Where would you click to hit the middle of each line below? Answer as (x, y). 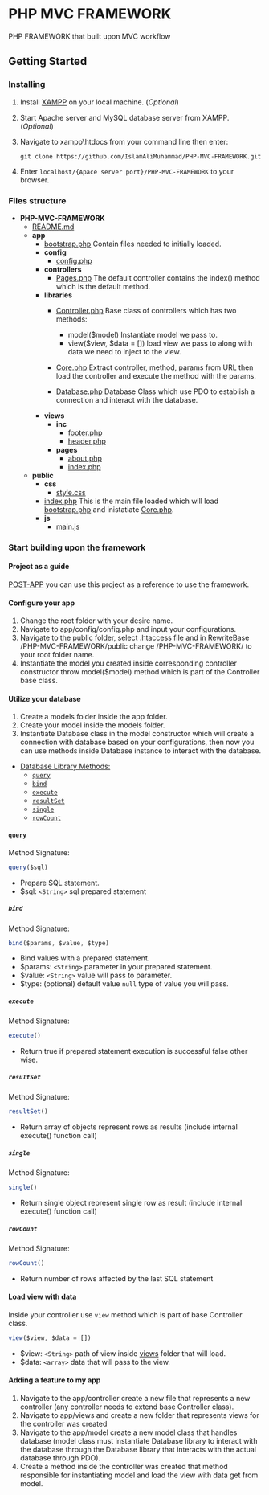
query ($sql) (28, 867)
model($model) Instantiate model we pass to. (143, 334)
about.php (85, 458)
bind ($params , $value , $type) (59, 943)
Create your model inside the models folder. (92, 725)
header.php (87, 441)
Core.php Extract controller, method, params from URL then (155, 367)
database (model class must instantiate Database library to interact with (139, 1441)
